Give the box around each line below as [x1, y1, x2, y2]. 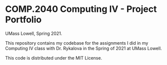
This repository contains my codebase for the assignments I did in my [5, 40, 149, 46]
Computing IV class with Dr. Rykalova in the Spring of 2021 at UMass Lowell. [5, 45, 162, 51]
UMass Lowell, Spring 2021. [5, 30, 62, 36]
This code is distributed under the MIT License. [5, 55, 102, 61]
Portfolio [5, 14, 42, 25]
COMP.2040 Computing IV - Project [5, 3, 157, 15]
